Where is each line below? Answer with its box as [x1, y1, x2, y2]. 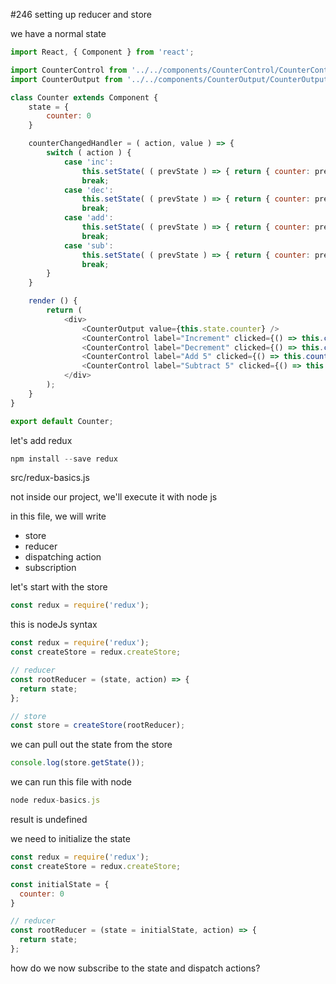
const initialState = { [10, 879, 110, 889]
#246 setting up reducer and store [10, 9, 153, 20]
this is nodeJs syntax [10, 619, 98, 631]
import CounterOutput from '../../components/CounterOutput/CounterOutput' [10, 74, 333, 84]
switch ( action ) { [46, 148, 132, 158]
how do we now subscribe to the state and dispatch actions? [10, 962, 261, 974]
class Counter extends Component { [10, 92, 159, 103]
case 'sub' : [63, 240, 114, 251]
